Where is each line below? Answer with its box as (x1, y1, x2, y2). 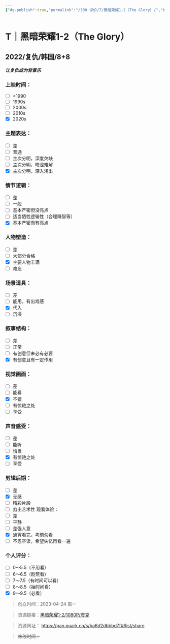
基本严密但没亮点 (12, 207, 49, 213)
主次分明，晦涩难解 (12, 161, 53, 168)
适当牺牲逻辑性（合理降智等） (12, 213, 75, 220)
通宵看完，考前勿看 (12, 532, 53, 538)
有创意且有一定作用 (12, 357, 53, 363)
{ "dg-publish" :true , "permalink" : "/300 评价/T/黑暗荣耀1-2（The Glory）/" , (5, 7, 161, 13)
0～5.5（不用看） (12, 565, 49, 571)
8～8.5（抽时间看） (12, 584, 53, 590)
